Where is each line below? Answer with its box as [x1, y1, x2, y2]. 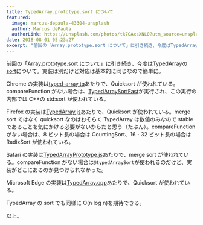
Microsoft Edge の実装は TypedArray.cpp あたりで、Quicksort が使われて [6, 179, 185, 186]
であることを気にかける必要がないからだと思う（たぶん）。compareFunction [6, 123, 196, 130]
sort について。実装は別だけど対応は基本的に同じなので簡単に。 [6, 67, 164, 74]
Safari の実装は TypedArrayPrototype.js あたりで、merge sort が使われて [6, 151, 184, 158]
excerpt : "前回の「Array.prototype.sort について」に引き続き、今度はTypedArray [6, 43, 198, 49]
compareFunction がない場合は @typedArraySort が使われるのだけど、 [16, 158, 187, 166]
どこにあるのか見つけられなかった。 [16, 166, 107, 173]
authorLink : [11, 31, 42, 37]
